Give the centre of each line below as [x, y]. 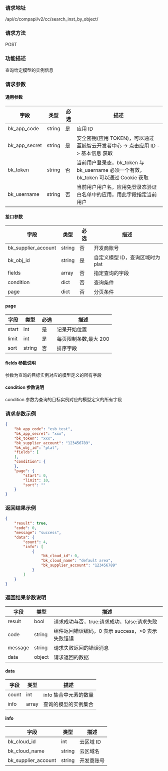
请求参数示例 [21, 413]
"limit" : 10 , [37, 480]
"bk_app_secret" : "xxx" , [40, 434]
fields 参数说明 [20, 363]
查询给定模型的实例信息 [29, 70]
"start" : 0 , [36, 475]
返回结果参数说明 [26, 598]
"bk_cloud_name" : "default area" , [77, 561]
